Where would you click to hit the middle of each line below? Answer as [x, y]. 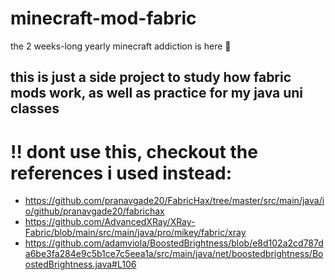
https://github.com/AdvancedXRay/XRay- [110, 222]
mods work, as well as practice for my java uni [157, 93]
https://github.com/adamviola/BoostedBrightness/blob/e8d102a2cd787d [174, 243]
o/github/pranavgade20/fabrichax [94, 211]
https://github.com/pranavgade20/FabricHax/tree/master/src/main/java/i [174, 201]
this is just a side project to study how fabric [151, 77]
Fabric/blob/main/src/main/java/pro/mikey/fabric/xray [135, 233]
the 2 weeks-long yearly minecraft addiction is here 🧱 [121, 46]
